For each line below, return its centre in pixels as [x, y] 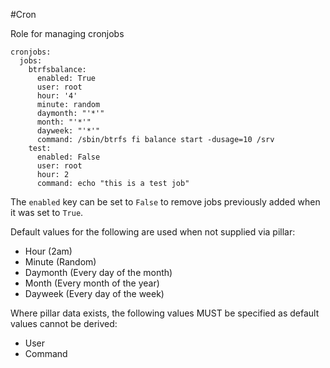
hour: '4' [57, 96]
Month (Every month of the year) [92, 283]
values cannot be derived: [64, 323]
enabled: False [68, 157]
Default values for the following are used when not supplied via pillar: [153, 232]
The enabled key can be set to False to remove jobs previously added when [165, 202]
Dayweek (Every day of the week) [94, 293]
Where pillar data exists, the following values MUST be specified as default [165, 313]
